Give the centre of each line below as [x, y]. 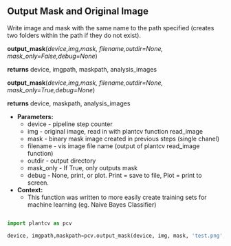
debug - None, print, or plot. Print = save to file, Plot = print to [114, 175]
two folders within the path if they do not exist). [74, 35]
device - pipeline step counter [70, 124]
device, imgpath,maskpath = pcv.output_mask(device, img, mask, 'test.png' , [117, 236]
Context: [30, 189]
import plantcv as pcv [40, 223]
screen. [38, 183]
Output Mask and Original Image [78, 11]
